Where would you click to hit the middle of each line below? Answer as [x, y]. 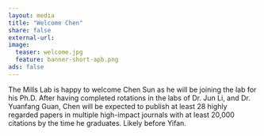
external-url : [32, 38]
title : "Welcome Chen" [46, 23]
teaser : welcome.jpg [49, 52]
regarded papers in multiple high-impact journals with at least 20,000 [122, 115]
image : [19, 45]
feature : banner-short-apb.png [67, 60]
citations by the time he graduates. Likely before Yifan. [97, 123]
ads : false [26, 67]
